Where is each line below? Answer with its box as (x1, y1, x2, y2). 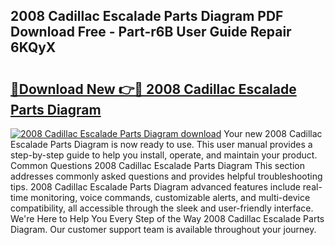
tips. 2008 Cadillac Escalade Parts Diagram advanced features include (10, 181, 301, 193)
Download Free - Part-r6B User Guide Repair (10, 24, 292, 41)
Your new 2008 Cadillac (223, 128, 323, 139)
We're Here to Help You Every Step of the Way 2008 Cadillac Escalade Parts (10, 213, 325, 224)
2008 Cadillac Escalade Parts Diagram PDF (10, 8, 284, 25)
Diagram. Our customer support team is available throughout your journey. (10, 224, 317, 235)
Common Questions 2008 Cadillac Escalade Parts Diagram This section (10, 160, 305, 171)
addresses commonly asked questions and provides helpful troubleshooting (10, 170, 323, 182)
